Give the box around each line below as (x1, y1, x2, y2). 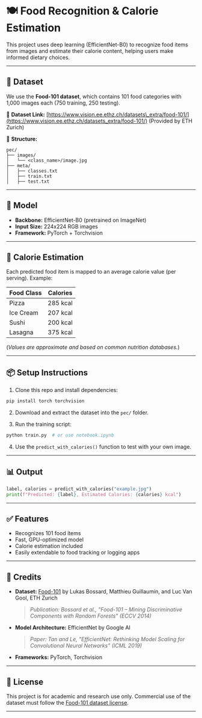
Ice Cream (9, 308, 38, 317)
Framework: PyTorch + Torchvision (14, 229, 103, 236)
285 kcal (47, 299, 73, 307)
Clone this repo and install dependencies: (14, 387, 118, 394)
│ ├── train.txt (6, 173, 52, 179)
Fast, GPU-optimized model (14, 536, 84, 544)
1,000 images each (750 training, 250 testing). (6, 99, 120, 106)
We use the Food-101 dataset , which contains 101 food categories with (6, 93, 182, 100)
